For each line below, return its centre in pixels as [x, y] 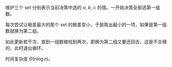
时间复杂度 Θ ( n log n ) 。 [29, 59]
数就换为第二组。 [23, 31]
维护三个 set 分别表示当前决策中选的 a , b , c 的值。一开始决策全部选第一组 [83, 7]
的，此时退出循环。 [26, 48]
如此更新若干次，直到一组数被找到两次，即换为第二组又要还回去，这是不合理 [86, 42]
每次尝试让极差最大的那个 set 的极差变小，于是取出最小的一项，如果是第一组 [86, 25]
